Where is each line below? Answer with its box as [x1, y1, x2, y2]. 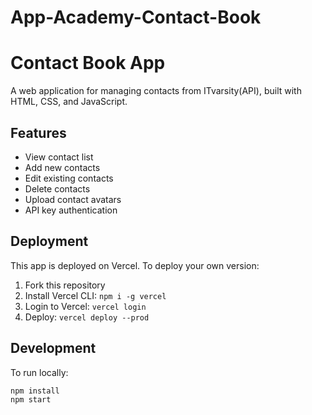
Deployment [10, 233, 89, 250]
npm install [10, 386, 60, 396]
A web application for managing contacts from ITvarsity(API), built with [10, 85, 302, 97]
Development [10, 340, 97, 357]
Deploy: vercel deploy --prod [24, 311, 150, 323]
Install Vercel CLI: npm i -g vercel [24, 289, 167, 301]
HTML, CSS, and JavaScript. [10, 96, 128, 108]
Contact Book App [10, 52, 166, 75]
